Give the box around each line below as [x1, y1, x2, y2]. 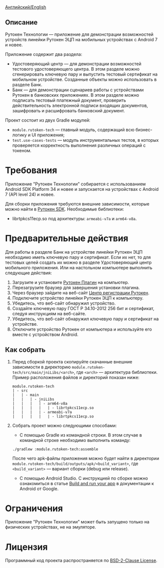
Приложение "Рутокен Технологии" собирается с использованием [5, 181, 146, 187]
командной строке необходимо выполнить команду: [19, 437, 131, 443]
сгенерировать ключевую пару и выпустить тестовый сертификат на [12, 71, 158, 77]
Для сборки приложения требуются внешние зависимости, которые [5, 201, 150, 207]
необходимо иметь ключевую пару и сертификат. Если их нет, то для [5, 254, 151, 260]
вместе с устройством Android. [12, 331, 79, 337]
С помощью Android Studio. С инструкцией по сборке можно [19, 475, 148, 481]
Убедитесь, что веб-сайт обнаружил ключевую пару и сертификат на [12, 316, 159, 322]
